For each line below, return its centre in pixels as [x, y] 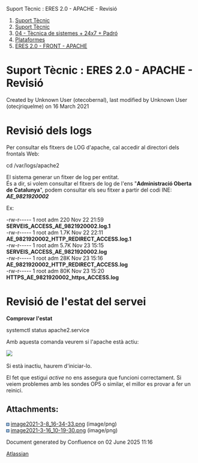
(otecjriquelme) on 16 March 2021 [48, 106]
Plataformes [30, 39]
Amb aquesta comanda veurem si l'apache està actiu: [73, 342]
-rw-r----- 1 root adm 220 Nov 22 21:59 [55, 219]
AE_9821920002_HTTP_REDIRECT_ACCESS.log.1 [69, 239]
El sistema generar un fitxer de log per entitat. [63, 177]
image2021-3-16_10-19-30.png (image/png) [64, 430]
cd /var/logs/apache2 [33, 165]
